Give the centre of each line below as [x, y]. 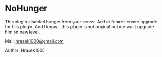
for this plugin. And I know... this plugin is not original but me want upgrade [80, 26]
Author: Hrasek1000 [25, 50]
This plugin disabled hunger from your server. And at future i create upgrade [81, 22]
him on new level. [22, 32]
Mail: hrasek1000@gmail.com [34, 41]
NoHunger [26, 8]
